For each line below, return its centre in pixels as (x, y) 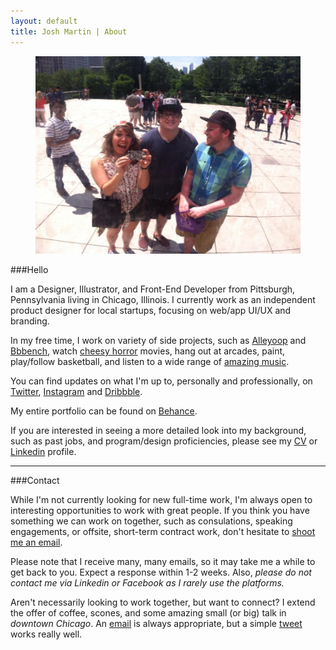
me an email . (36, 542)
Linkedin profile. (43, 452)
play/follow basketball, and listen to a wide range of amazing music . (150, 362)
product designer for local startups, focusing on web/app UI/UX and (151, 311)
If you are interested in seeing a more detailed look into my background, (158, 431)
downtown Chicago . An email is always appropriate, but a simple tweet (156, 624)
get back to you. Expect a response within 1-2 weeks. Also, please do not (161, 572)
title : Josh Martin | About (69, 31)
